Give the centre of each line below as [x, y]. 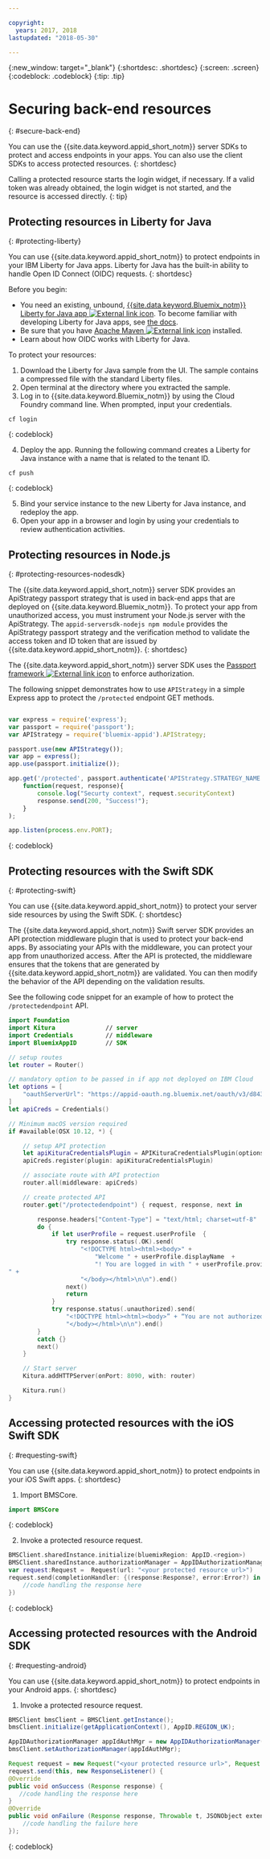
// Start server [50, 1369]
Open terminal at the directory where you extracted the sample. [125, 388]
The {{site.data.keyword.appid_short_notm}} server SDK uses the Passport [133, 665]
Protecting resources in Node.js [90, 555]
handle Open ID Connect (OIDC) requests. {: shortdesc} [100, 274]
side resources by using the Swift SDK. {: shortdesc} [95, 915]
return [77, 1294]
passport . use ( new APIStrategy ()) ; [66, 749]
